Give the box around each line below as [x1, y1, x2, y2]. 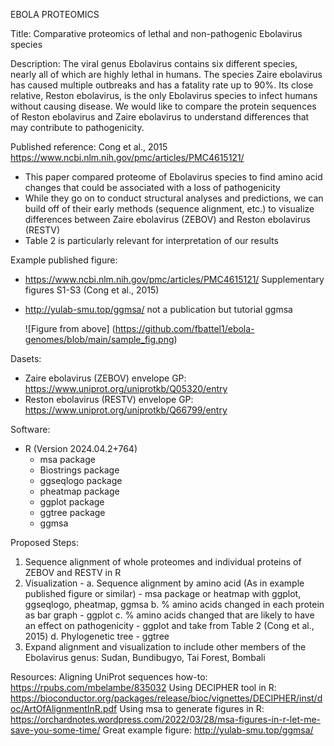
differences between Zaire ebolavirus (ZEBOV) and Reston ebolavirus [24, 214, 311, 225]
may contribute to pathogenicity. [10, 122, 145, 133]
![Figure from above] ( [24, 323, 116, 334]
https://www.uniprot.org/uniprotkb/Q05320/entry [24, 383, 228, 394]
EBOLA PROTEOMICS [10, 9, 100, 20]
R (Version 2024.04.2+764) [24, 443, 138, 454]
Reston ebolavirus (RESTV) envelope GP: [24, 394, 194, 405]
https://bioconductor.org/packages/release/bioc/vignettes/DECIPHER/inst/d [10, 692, 323, 704]
